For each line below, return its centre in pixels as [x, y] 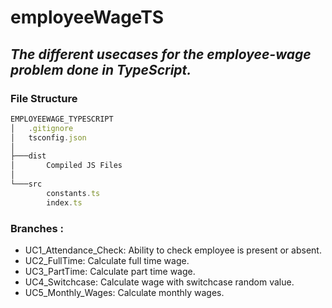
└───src [26, 184]
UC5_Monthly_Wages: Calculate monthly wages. [124, 292]
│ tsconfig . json [48, 137]
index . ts [64, 202]
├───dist [28, 156]
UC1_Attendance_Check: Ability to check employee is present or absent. [173, 250]
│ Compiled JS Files [66, 166]
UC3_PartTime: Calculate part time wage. [110, 271]
